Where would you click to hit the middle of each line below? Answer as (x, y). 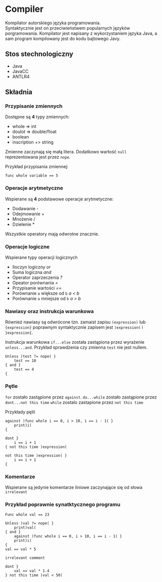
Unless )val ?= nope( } (30, 523)
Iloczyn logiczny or (31, 267)
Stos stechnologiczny (39, 54)
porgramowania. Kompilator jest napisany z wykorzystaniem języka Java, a (81, 33)
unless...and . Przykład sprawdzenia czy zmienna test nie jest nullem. (76, 348)
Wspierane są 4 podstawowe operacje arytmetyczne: (59, 199)
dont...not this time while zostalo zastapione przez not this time (74, 402)
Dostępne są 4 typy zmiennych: (37, 117)
